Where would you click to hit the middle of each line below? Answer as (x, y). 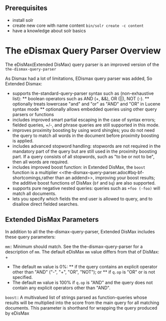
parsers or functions (33, 114)
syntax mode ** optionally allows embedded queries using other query (84, 109)
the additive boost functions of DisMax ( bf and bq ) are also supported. (84, 183)
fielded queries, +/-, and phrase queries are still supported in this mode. (86, 125)
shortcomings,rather (33, 178)
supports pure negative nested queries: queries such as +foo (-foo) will (86, 188)
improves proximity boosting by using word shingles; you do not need (83, 130)
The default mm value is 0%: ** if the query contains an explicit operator (85, 266)
